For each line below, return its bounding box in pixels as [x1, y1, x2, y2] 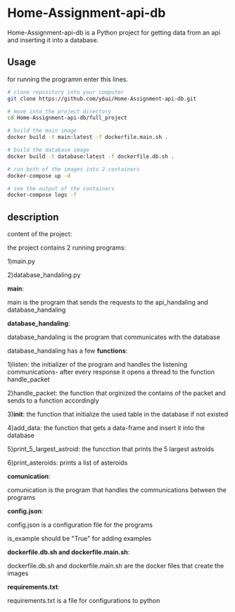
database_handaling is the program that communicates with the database [7, 333, 220, 341]
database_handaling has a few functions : [7, 347, 128, 355]
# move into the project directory [7, 108, 112, 115]
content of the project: [7, 230, 72, 238]
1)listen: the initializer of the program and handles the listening [7, 360, 188, 369]
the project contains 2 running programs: [7, 243, 127, 252]
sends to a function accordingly [7, 396, 100, 405]
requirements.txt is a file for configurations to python [7, 596, 160, 605]
